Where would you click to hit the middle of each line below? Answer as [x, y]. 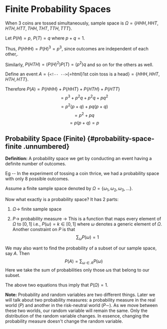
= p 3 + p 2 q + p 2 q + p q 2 [84, 97]
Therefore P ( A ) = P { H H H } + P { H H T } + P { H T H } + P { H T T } [63, 89]
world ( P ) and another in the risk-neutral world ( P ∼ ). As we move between [82, 305]
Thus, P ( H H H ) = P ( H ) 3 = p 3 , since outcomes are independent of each [77, 48]
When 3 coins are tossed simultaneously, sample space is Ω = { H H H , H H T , [82, 23]
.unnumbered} [46, 146]
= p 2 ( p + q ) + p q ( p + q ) [84, 106]
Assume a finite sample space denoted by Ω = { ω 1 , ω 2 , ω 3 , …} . [69, 189]
